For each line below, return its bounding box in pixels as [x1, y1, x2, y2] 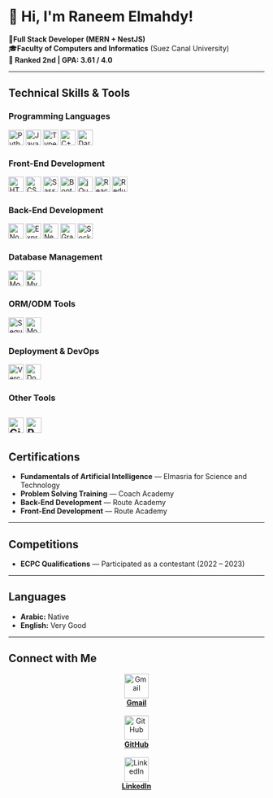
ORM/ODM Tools [8, 299, 76, 310]
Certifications [8, 450, 80, 464]
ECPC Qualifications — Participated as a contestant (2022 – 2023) [19, 559, 245, 569]
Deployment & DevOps [8, 345, 100, 356]
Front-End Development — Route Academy [19, 506, 168, 516]
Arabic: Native [19, 612, 70, 621]
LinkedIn [121, 781, 152, 791]
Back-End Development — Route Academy [19, 498, 167, 508]
